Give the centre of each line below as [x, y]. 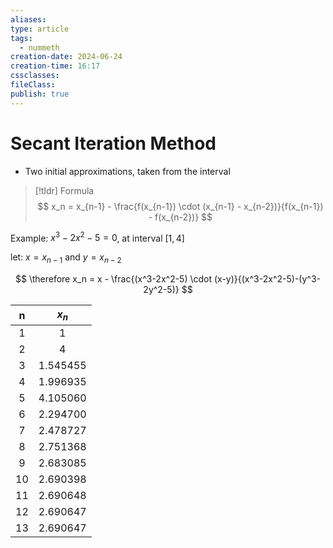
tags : [21, 38]
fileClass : [33, 85]
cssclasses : [35, 76]
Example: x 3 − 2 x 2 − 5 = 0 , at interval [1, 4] [97, 237]
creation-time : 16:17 [55, 66]
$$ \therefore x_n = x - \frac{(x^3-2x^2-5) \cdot [114, 279]
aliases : [28, 19]
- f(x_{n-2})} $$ [180, 217]
